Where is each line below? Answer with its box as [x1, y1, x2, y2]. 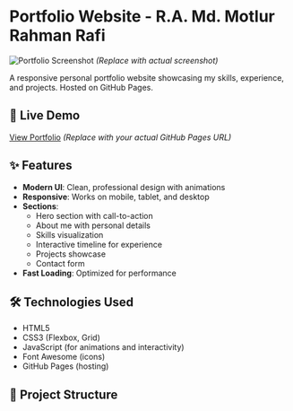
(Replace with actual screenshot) [95, 55, 219, 66]
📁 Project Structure [9, 387, 118, 402]
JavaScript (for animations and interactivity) [22, 342, 185, 353]
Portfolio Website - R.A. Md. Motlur [9, 6, 275, 27]
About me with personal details [35, 220, 151, 231]
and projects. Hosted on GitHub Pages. [9, 82, 154, 92]
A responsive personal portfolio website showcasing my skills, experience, [9, 72, 285, 83]
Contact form [35, 258, 85, 268]
